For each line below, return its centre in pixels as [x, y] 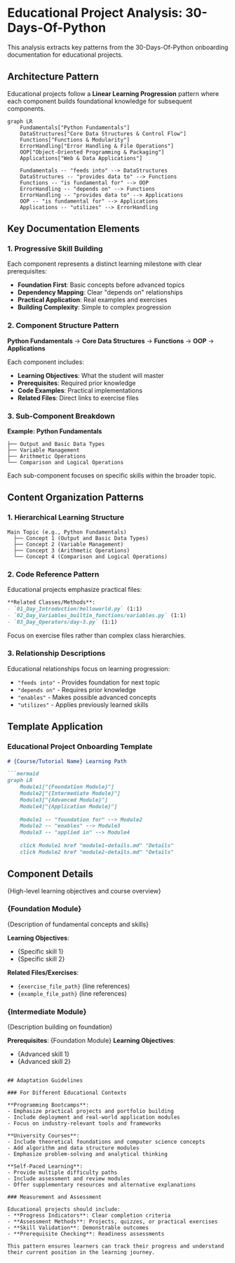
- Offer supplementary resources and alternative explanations [102, 1185]
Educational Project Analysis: [95, 13]
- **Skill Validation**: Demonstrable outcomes [78, 1228]
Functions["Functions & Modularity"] [75, 140]
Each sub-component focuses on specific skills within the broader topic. [112, 475]
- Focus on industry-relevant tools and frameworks [84, 1123]
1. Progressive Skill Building [55, 249]
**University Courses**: [43, 1136]
